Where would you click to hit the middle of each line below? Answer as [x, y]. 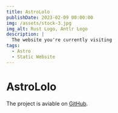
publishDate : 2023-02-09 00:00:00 [50, 18]
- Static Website [34, 57]
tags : [13, 46]
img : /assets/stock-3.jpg [39, 23]
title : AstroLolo [28, 12]
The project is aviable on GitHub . [47, 103]
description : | [25, 34]
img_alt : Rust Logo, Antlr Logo [47, 29]
